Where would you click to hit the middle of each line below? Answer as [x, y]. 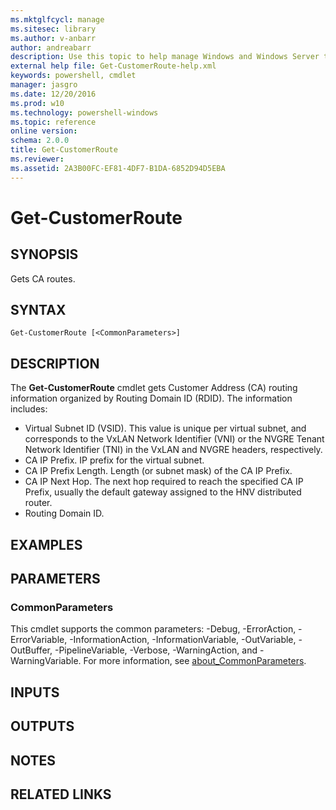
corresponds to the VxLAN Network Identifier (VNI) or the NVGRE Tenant [174, 439]
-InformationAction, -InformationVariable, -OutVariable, [183, 640]
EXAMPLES [46, 544]
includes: [29, 409]
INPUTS [35, 692]
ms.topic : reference [53, 122]
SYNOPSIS [44, 254]
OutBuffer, [31, 650]
